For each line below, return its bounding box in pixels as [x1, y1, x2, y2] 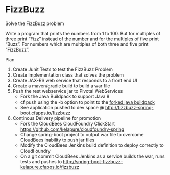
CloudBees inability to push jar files [20, 137, 95, 143]
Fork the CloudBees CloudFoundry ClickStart [20, 120, 115, 127]
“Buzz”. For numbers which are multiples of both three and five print [5, 41, 149, 47]
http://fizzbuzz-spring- [105, 104, 154, 110]
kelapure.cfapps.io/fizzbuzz [20, 164, 80, 170]
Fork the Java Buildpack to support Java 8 [20, 93, 110, 99]
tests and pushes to [20, 158, 62, 164]
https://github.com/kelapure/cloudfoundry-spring [20, 126, 125, 132]
